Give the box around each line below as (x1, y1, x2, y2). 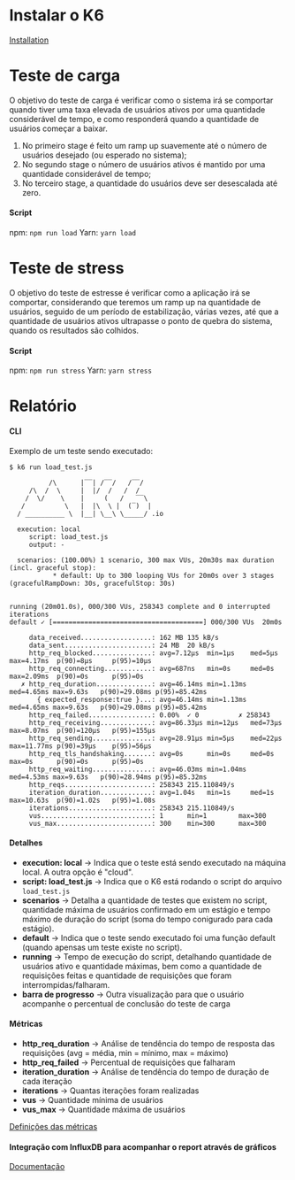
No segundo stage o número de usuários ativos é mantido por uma (21, 158, 266, 169)
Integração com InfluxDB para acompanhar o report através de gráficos (9, 1141, 276, 1152)
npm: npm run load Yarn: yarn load (9, 228, 137, 238)
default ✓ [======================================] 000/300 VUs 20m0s (9, 617, 283, 627)
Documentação (9, 1161, 65, 1172)
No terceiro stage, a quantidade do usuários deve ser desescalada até (21, 178, 278, 189)
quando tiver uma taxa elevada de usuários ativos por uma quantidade (9, 104, 266, 115)
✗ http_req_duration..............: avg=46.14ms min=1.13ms (20, 679, 247, 689)
